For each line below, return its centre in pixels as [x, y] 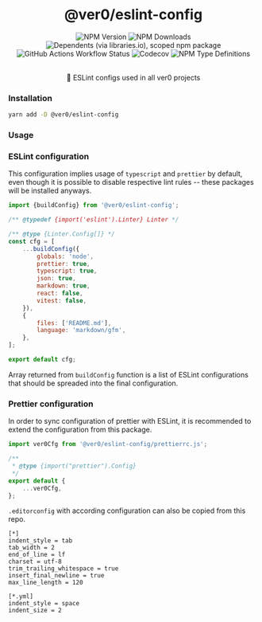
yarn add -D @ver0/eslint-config [64, 115]
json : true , [57, 279]
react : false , [60, 293]
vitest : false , [62, 300]
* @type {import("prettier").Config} [74, 466]
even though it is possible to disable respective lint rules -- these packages [131, 182]
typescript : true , [67, 271]
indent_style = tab [40, 541]
